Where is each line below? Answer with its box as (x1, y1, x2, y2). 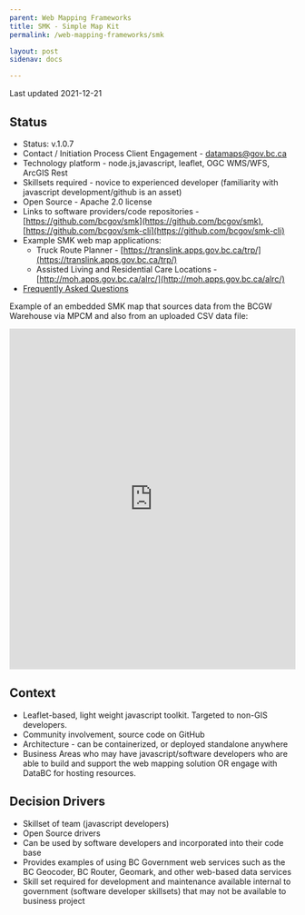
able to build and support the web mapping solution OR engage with (22, 758, 278, 769)
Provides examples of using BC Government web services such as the (22, 856, 286, 868)
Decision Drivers (9, 794, 106, 810)
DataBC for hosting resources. (22, 767, 136, 778)
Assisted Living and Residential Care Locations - (35, 264, 218, 274)
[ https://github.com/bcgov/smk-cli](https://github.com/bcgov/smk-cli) (22, 224, 285, 236)
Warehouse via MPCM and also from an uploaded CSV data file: (9, 310, 249, 321)
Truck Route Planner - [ (35, 244, 124, 255)
